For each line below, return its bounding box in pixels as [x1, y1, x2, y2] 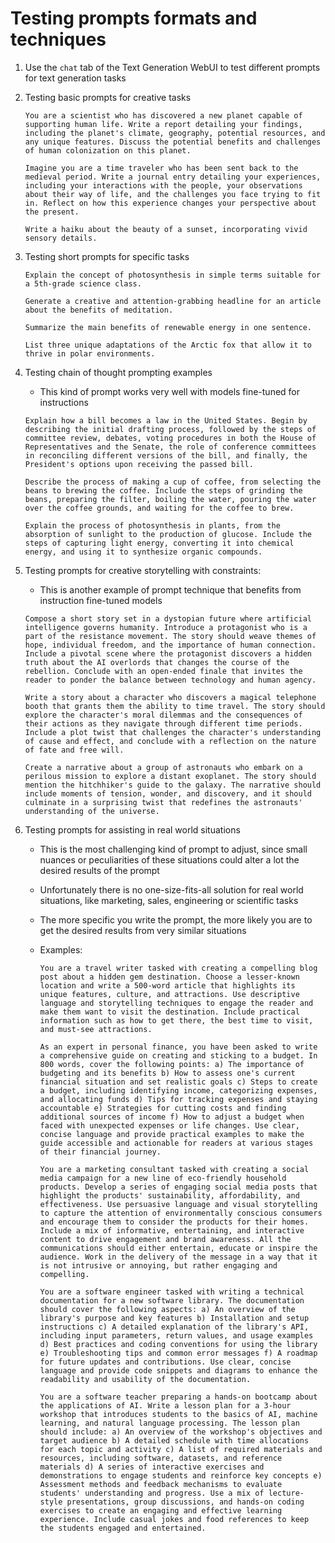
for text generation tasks [24, 72, 127, 84]
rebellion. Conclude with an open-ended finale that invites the [24, 666, 303, 676]
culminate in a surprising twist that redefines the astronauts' [24, 797, 303, 807]
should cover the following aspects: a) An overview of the [39, 1304, 296, 1314]
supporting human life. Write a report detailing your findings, [24, 119, 303, 129]
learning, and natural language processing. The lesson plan [39, 1418, 300, 1428]
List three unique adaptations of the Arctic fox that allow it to [24, 340, 312, 350]
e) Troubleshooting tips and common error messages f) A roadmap [39, 1348, 318, 1358]
